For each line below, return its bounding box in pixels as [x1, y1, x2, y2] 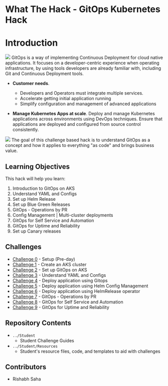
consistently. [12, 127, 39, 133]
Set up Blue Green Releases [12, 201, 70, 207]
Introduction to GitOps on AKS [12, 185, 75, 191]
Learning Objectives [5, 162, 70, 171]
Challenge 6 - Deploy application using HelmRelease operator [12, 288, 140, 294]
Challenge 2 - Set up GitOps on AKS [12, 267, 87, 273]
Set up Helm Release [12, 196, 56, 202]
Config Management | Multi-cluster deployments [12, 212, 113, 218]
